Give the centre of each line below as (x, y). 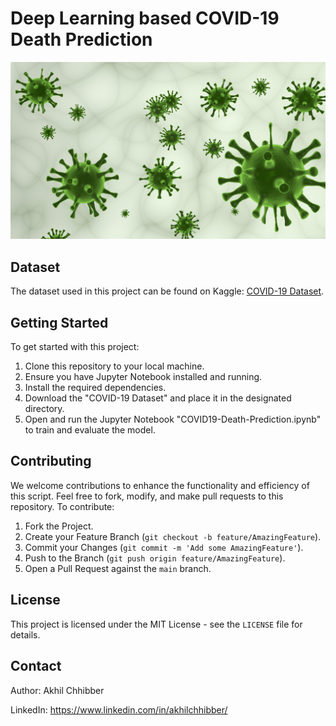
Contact (36, 666)
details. (25, 634)
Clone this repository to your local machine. (114, 366)
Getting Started (59, 322)
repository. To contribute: (62, 506)
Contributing (51, 461)
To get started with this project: (75, 347)
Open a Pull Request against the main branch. (118, 568)
